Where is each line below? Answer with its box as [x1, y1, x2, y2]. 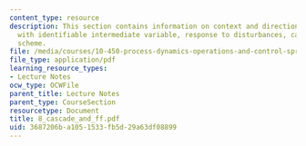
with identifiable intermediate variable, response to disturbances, [17, 30, 287, 39]
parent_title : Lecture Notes [9, 89, 120, 98]
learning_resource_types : [9, 64, 107, 73]
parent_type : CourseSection [9, 97, 117, 107]
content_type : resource [9, 13, 100, 23]
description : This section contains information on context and [9, 22, 259, 31]
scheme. [17, 38, 47, 48]
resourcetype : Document [9, 106, 100, 115]
